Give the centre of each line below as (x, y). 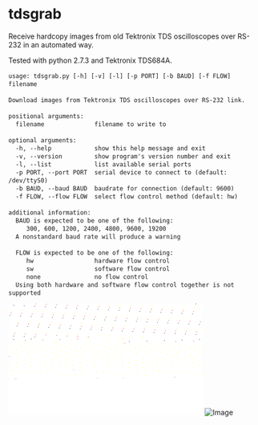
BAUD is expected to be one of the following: (95, 221)
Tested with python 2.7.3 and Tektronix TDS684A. (90, 60)
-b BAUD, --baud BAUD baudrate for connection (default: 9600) (125, 188)
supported (25, 293)
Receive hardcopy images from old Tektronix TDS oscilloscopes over (122, 36)
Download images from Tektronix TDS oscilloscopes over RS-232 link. (127, 100)
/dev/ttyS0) (28, 180)
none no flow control (87, 277)
